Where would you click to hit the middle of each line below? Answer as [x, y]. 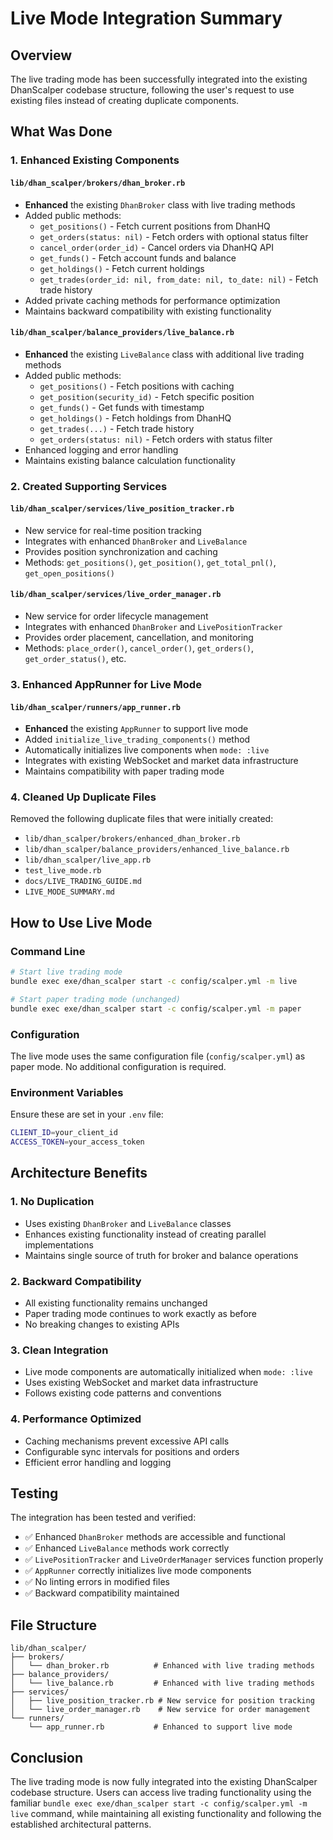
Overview [41, 55]
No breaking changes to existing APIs [102, 1324]
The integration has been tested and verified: [103, 1518]
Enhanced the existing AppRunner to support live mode [136, 729]
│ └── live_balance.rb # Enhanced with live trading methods [162, 1683]
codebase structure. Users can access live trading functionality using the [161, 1793]
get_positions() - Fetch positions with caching [137, 386]
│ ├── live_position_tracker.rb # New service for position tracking [162, 1701]
